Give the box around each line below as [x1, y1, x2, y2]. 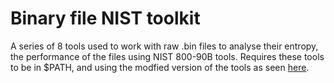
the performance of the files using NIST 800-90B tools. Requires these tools [10, 50, 325, 62]
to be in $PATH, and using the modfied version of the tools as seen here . [10, 61, 310, 73]
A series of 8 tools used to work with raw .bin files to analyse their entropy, [10, 40, 319, 52]
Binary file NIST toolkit [10, 7, 201, 30]
